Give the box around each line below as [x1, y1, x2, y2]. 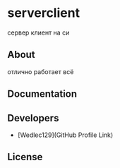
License [7, 151, 43, 163]
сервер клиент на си [7, 28, 70, 37]
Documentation [7, 88, 78, 100]
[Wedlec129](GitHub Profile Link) [17, 131, 114, 139]
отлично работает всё [7, 67, 74, 76]
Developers [7, 112, 59, 124]
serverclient [7, 5, 80, 21]
